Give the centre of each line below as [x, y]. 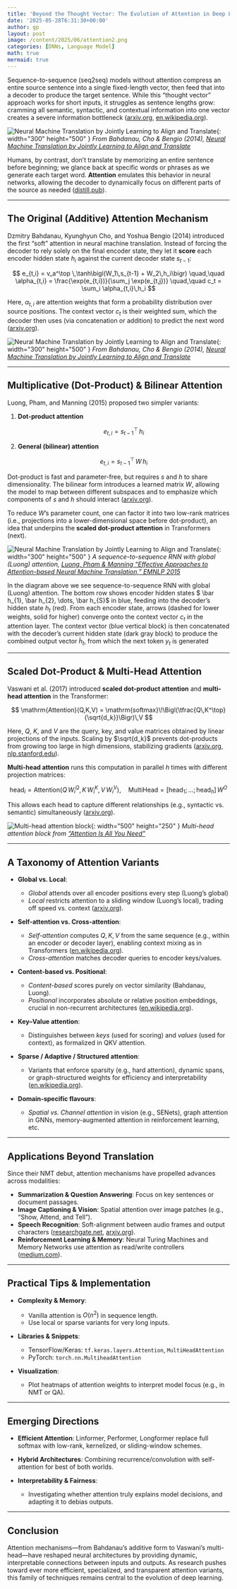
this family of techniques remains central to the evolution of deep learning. [115, 1578]
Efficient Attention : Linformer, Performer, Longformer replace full [113, 1439]
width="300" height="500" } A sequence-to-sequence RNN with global [111, 557]
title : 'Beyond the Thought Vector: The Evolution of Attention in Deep [116, 14]
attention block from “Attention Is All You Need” [77, 833]
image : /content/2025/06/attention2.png [68, 40]
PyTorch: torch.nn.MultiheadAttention [84, 1357]
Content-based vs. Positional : [62, 972]
